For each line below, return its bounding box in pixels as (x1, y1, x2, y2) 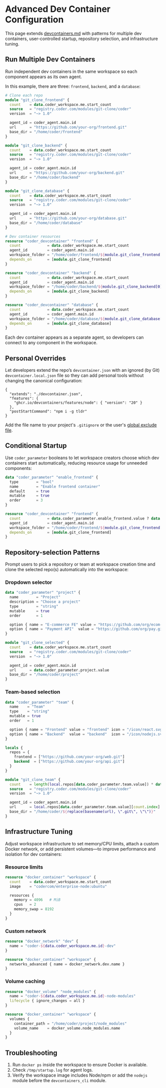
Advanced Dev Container (5, 3, 111, 15)
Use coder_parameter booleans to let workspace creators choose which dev (5, 455, 160, 461)
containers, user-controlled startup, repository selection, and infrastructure (5, 36, 158, 42)
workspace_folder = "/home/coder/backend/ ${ (9, 284, 103, 289)
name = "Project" (9, 595, 61, 600)
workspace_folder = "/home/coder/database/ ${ (9, 316, 105, 321)
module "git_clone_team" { (5, 777, 61, 782)
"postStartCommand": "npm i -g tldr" (9, 409, 87, 414)
